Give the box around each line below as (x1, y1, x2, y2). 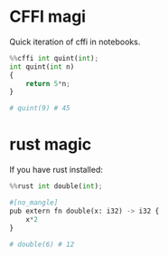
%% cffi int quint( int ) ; (9, 53, 99, 62)
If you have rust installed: (9, 165, 104, 176)
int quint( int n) (9, 62, 75, 71)
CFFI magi (9, 6, 87, 27)
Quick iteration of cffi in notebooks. (9, 36, 141, 47)
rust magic (9, 134, 92, 155)
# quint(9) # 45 (9, 104, 70, 113)
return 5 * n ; (25, 79, 70, 88)
